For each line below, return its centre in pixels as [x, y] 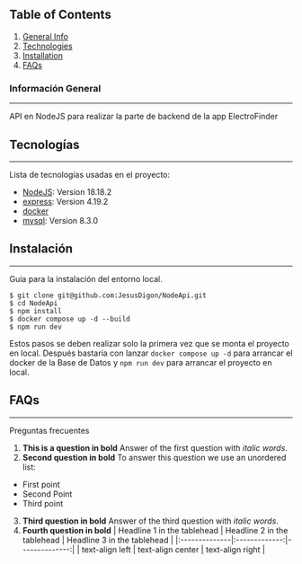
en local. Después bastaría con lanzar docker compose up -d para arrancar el [151, 353]
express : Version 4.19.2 [65, 201]
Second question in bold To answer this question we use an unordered [154, 457]
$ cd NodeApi [34, 303]
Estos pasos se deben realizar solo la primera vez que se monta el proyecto [150, 343]
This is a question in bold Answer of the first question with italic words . [155, 447]
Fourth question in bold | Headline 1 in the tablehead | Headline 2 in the [155, 530]
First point [41, 484]
